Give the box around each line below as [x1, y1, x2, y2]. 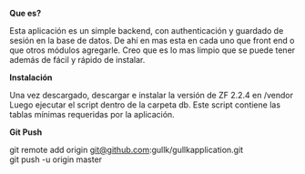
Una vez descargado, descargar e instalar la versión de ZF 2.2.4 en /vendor [9, 90, 294, 100]
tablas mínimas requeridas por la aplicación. [9, 109, 175, 119]
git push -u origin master [9, 154, 103, 165]
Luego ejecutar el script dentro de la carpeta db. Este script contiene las [9, 99, 280, 110]
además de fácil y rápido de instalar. [9, 55, 146, 65]
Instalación [9, 72, 53, 83]
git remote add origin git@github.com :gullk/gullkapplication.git [9, 145, 244, 155]
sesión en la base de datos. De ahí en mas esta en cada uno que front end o [9, 36, 295, 46]
